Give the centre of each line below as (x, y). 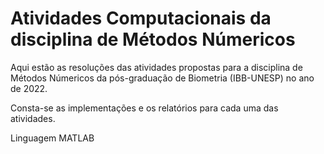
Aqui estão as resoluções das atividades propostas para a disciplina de (156, 67)
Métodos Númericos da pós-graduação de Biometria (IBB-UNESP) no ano (162, 78)
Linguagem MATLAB (52, 138)
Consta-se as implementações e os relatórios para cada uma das (144, 108)
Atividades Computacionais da (141, 18)
